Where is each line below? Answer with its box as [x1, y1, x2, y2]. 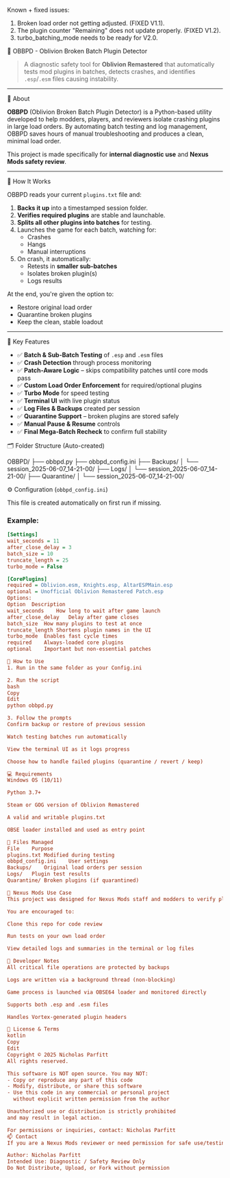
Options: [7, 594, 32, 602]
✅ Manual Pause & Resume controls [16, 420, 120, 428]
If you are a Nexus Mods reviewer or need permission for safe [7, 1140, 192, 1146]
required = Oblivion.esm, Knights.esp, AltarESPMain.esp [7, 582, 173, 589]
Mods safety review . [7, 158, 67, 165]
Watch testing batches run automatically [7, 733, 127, 740]
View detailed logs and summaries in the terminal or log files [7, 946, 194, 952]
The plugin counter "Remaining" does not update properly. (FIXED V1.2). [16, 27, 221, 34]
